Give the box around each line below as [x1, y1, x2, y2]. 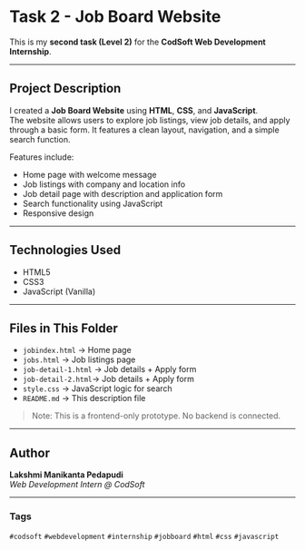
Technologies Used [9, 242, 121, 258]
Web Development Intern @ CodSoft [9, 479, 145, 490]
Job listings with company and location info [22, 179, 186, 190]
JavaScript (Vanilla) [22, 286, 96, 297]
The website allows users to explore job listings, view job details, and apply [9, 114, 290, 125]
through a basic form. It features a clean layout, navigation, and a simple [9, 124, 280, 135]
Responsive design [22, 207, 94, 219]
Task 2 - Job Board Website [9, 6, 221, 27]
